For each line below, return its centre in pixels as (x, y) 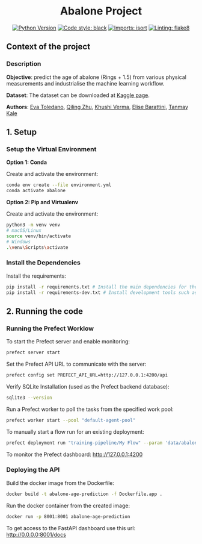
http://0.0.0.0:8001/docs (36, 534)
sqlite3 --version (29, 398)
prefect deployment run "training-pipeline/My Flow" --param (84, 443)
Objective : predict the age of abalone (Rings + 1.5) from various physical (96, 77)
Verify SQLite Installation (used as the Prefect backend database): (88, 386)
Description (24, 64)
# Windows (19, 242)
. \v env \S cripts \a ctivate (37, 247)
